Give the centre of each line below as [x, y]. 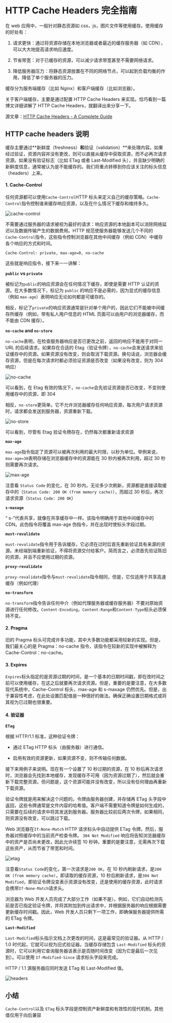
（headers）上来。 [25, 173]
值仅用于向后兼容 [23, 1015]
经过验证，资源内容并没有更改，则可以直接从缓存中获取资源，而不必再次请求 [86, 153]
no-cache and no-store [29, 330]
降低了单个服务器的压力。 [49, 77]
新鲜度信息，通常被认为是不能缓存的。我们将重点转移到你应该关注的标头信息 [86, 166]
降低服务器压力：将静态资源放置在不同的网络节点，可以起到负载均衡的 [87, 71]
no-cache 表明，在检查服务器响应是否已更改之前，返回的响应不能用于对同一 [84, 341]
